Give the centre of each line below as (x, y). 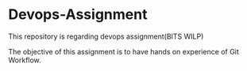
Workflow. (25, 60)
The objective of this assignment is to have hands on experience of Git (124, 51)
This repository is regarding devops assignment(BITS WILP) (106, 36)
